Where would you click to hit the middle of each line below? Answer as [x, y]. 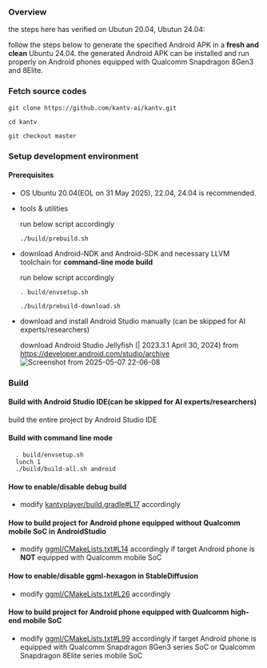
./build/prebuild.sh [54, 239]
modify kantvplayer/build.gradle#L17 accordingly [100, 505]
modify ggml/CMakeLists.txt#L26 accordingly [95, 594]
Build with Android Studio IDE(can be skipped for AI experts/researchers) [133, 402]
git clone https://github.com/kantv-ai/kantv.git [93, 108]
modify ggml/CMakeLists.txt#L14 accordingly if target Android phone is [137, 549]
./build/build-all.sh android [66, 469]
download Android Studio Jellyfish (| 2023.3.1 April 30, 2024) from [129, 345]
